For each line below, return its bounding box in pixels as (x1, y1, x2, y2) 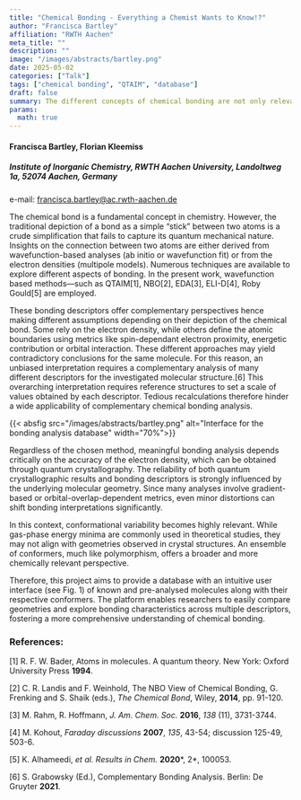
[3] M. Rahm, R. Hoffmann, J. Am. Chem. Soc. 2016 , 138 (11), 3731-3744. (9, 709, 277, 720)
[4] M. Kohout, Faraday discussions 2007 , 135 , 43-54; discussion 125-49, (9, 726, 283, 737)
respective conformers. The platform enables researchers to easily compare (9, 593, 291, 604)
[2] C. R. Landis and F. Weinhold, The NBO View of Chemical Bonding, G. (9, 682, 279, 693)
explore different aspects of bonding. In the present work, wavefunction (9, 268, 275, 279)
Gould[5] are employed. (9, 287, 97, 298)
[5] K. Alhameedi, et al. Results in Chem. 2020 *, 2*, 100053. (9, 753, 232, 764)
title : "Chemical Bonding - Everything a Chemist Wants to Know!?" (9, 13, 267, 22)
